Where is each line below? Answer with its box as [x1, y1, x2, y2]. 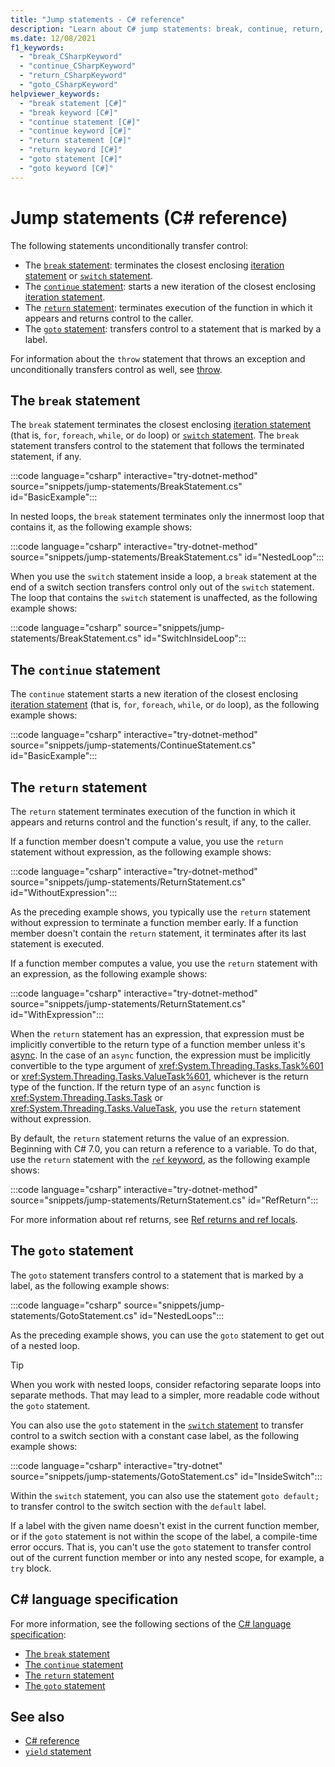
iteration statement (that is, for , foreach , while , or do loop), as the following [10, 699, 320, 711]
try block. [10, 1562, 52, 1574]
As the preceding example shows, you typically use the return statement [10, 906, 311, 918]
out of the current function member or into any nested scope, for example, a [10, 1551, 325, 1563]
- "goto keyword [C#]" [19, 163, 114, 173]
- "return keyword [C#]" [19, 145, 123, 155]
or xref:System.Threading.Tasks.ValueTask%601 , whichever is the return [10, 1071, 309, 1082]
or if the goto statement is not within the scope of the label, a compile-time [10, 1530, 318, 1542]
